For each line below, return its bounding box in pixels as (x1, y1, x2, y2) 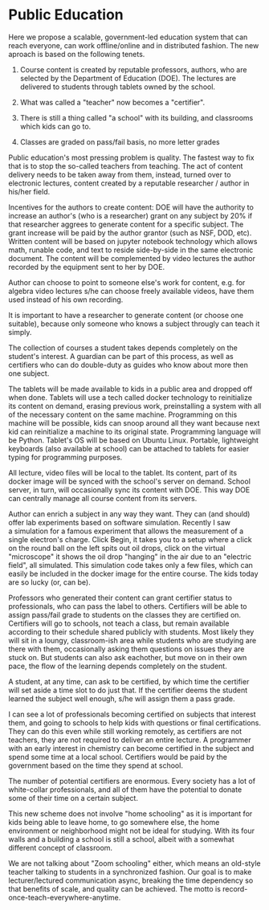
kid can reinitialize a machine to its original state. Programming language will (8, 426, 261, 436)
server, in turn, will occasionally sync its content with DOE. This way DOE (8, 484, 251, 495)
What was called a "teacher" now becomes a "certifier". (19, 97, 206, 107)
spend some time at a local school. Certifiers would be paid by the (8, 752, 227, 761)
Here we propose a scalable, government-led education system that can (8, 32, 248, 42)
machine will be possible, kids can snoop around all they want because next (8, 418, 260, 427)
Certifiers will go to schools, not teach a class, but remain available (8, 618, 230, 628)
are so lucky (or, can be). (8, 577, 91, 587)
